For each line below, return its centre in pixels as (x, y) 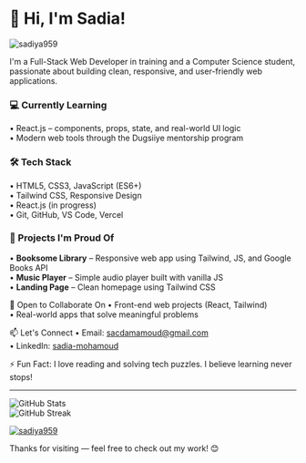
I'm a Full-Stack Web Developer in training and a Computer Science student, (153, 61)
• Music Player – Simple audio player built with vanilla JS (117, 277)
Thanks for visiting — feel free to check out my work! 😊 (114, 448)
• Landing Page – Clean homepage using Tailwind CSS (112, 287)
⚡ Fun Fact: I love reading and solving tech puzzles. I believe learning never (151, 364)
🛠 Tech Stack (41, 162)
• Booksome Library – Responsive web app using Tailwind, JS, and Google (150, 258)
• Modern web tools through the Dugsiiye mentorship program (127, 138)
